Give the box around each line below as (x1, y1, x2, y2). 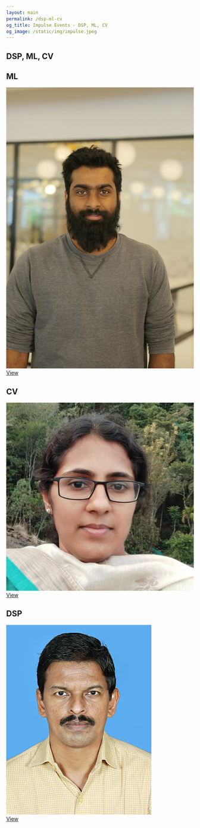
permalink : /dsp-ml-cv (6, 15, 62, 22)
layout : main (6, 10, 39, 15)
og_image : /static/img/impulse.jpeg (6, 29, 97, 34)
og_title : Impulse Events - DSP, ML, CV (6, 22, 108, 28)
